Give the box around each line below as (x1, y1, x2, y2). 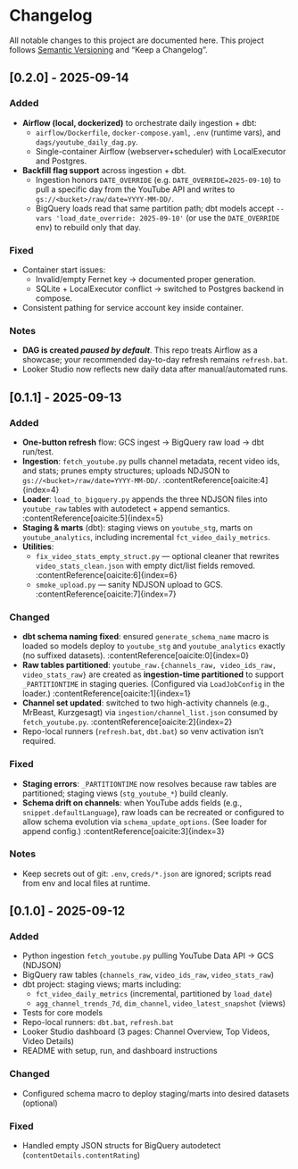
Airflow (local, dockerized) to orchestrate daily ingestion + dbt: (21, 117, 257, 128)
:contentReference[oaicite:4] (162, 474, 269, 485)
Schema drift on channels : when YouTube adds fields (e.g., (21, 797, 243, 808)
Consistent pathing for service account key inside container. (21, 302, 244, 313)
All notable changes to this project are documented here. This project (9, 35, 265, 46)
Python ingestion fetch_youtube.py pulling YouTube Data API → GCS (21, 950, 274, 961)
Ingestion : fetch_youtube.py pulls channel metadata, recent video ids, (21, 455, 281, 466)
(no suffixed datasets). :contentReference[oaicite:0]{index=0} (21, 650, 250, 661)
